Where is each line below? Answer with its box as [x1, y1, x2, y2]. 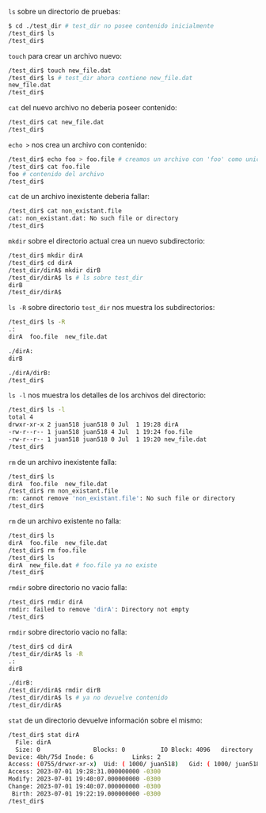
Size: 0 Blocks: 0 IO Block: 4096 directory [15, 746, 253, 754]
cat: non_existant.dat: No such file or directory [8, 214, 179, 223]
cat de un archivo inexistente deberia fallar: [8, 192, 150, 201]
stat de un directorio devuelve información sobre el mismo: [8, 715, 203, 725]
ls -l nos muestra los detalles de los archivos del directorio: [8, 390, 207, 400]
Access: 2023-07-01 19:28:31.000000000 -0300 [8, 768, 161, 776]
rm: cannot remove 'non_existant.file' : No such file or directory [8, 495, 236, 503]
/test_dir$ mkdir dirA [8, 251, 83, 259]
